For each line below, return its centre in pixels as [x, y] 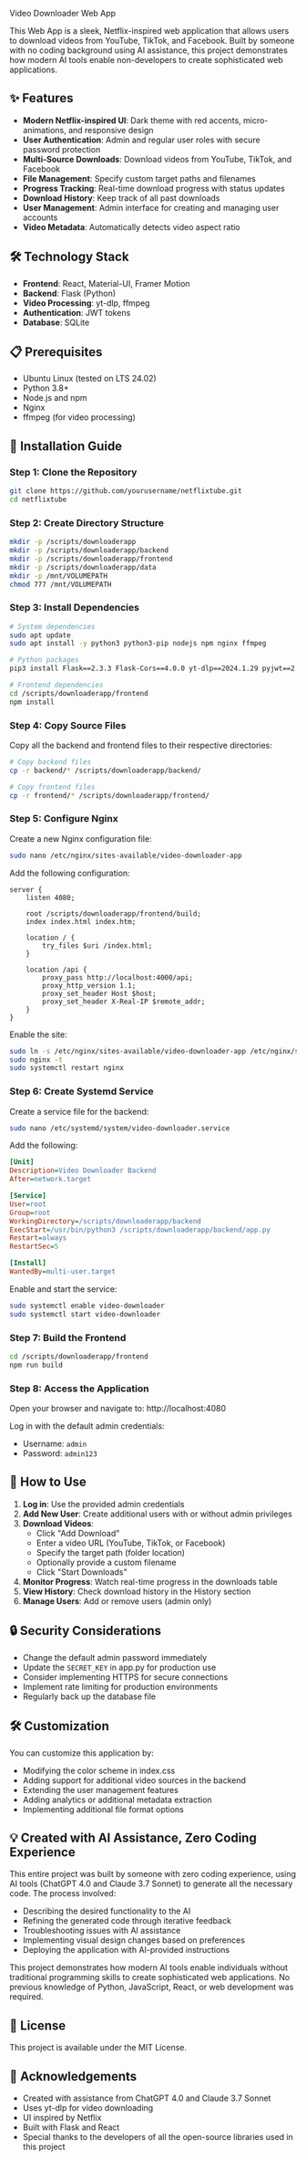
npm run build [36, 1365]
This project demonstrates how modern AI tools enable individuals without [149, 1967]
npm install [32, 702]
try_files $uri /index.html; [97, 945]
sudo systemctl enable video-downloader [87, 1306]
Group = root [30, 1212]
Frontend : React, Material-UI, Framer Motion [106, 283]
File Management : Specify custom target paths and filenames [139, 178]
